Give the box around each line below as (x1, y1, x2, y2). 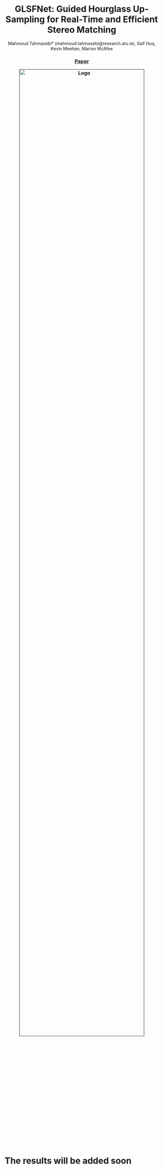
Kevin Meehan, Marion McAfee (50, 46, 113, 51)
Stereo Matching (47, 24, 116, 35)
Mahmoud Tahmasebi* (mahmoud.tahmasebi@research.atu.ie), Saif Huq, (8, 40, 156, 46)
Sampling (5, 14, 45, 25)
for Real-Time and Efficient (47, 14, 158, 25)
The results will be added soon (4, 1155, 132, 1167)
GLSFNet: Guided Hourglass (15, 3, 131, 15)
